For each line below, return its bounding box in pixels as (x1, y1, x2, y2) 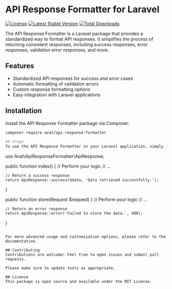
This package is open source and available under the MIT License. (5, 279, 153, 284)
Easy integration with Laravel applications (12, 91, 101, 98)
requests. (5, 257, 27, 262)
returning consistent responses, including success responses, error (5, 41, 148, 47)
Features (5, 61, 34, 70)
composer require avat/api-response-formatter (5, 130, 106, 135)
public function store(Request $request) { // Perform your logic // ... (5, 196, 147, 203)
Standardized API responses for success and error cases (12, 75, 133, 81)
